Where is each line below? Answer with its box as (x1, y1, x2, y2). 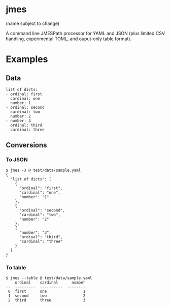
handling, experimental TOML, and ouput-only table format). (6, 36, 131, 42)
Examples (6, 53, 48, 65)
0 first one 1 (8, 289, 86, 294)
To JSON (6, 156, 28, 163)
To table (6, 264, 26, 271)
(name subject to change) (6, 20, 60, 26)
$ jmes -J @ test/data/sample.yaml (6, 168, 81, 173)
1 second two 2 (8, 293, 86, 298)
